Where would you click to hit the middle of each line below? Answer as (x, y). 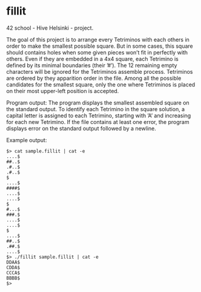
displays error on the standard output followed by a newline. (81, 128)
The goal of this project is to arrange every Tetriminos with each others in (98, 39)
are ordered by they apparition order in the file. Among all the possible (94, 78)
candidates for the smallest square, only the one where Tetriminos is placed (101, 84)
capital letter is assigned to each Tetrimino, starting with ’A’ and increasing (99, 115)
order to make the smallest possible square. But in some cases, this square (100, 46)
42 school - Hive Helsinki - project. (50, 28)
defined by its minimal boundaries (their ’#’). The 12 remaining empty (92, 65)
